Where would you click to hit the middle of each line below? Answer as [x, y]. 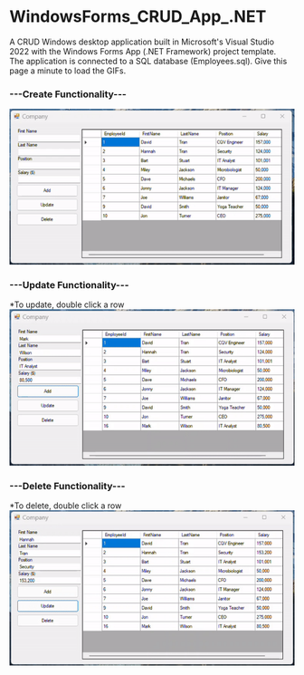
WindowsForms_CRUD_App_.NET [138, 17]
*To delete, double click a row [66, 506]
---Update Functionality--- [69, 284]
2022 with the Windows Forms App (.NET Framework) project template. [143, 51]
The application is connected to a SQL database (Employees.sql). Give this [148, 61]
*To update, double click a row [67, 304]
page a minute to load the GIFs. [68, 71]
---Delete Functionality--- [67, 486]
